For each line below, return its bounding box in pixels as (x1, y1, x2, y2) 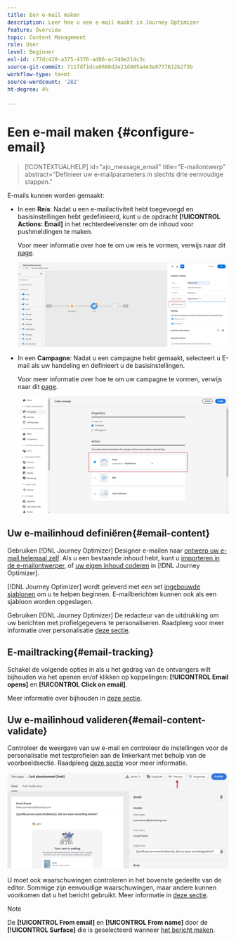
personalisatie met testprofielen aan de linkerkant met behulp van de (7, 751, 206, 760)
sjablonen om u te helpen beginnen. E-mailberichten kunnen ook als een (7, 589, 217, 598)
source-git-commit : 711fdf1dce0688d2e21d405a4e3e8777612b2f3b (7, 63, 193, 70)
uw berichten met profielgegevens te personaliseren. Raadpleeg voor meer (7, 618, 225, 627)
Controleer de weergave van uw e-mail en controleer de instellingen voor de (7, 744, 228, 752)
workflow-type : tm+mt (7, 70, 71, 78)
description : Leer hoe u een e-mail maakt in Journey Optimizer (7, 18, 199, 26)
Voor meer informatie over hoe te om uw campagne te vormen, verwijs (17, 375, 223, 383)
